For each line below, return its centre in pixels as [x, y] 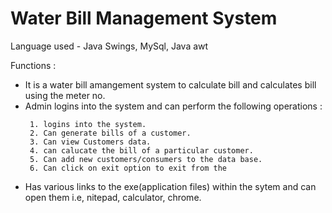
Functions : [33, 65]
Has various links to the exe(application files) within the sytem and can [170, 186]
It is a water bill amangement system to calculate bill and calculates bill [170, 84]
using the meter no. [65, 95]
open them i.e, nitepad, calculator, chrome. [113, 197]
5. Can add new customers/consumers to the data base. [146, 159]
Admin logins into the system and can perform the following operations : [173, 106]
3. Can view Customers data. [90, 142]
